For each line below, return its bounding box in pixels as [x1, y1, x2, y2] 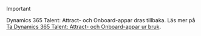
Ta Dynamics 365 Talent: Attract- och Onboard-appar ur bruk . [6, 23, 162, 30]
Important [6, 5, 31, 12]
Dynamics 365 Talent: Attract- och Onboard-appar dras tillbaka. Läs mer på [6, 17, 196, 23]
